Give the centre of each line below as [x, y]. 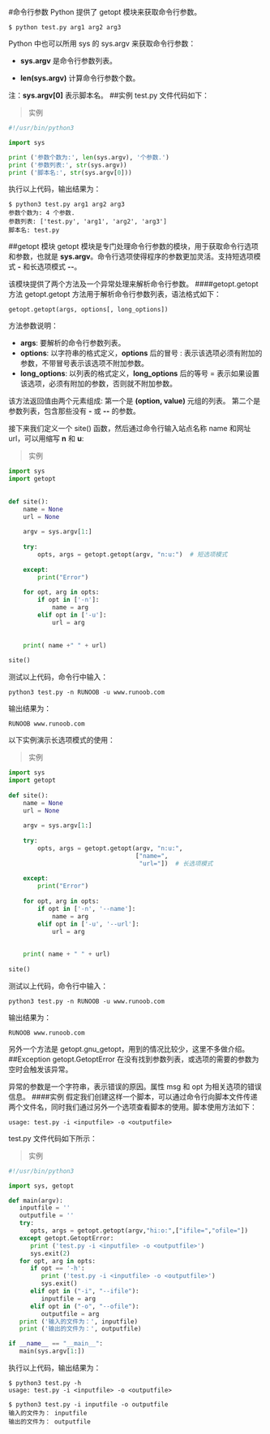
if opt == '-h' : [57, 1268]
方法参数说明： [33, 326]
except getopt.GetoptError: [66, 1238]
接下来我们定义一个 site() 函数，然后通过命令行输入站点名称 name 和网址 [130, 429]
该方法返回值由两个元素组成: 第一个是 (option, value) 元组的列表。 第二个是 [135, 401]
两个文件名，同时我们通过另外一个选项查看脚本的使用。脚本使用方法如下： [133, 1107]
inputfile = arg [68, 1299]
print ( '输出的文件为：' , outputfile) [80, 1329]
